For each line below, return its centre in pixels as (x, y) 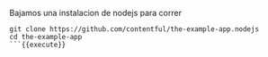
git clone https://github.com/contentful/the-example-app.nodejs (134, 29)
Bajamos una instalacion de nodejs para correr (96, 13)
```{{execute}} (38, 45)
